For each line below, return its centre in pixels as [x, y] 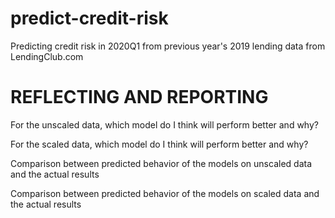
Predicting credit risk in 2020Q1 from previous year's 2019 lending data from [168, 46]
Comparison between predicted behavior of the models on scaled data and [165, 193]
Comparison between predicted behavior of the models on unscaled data [161, 163]
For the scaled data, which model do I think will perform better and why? [159, 144]
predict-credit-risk [89, 18]
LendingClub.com [47, 56]
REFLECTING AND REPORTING [139, 97]
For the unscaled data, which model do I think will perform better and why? [164, 124]
